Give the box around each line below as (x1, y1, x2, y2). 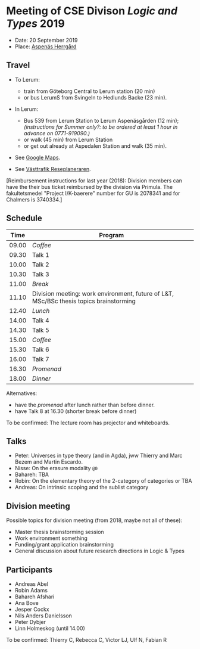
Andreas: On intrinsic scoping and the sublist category (14, 484, 149, 491)
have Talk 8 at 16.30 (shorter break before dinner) (14, 407, 137, 415)
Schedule (6, 213, 43, 223)
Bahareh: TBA (14, 471, 49, 478)
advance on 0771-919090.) (23, 129, 90, 136)
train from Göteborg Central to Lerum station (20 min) (23, 88, 155, 95)
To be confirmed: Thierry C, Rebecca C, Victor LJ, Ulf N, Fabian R (6, 636, 167, 643)
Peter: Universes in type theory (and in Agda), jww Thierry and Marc (14, 452, 183, 459)
